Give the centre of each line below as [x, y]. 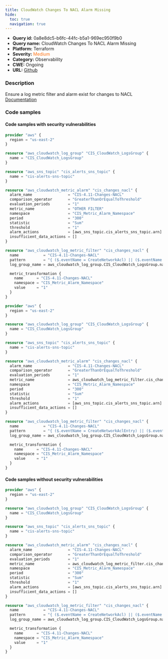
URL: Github [25, 70]
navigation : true [28, 24]
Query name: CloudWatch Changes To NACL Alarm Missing [74, 44]
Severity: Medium [31, 54]
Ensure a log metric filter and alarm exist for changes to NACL [69, 94]
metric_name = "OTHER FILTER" [57, 209]
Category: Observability [37, 59]
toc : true [20, 19]
